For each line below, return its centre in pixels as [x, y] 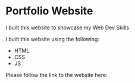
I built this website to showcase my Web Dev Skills [67, 27]
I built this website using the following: [52, 39]
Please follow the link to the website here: [56, 75]
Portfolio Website [49, 11]
